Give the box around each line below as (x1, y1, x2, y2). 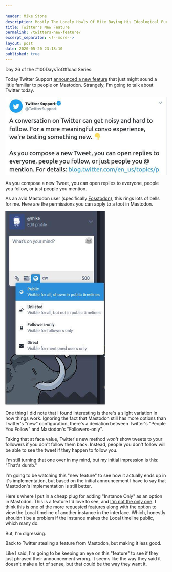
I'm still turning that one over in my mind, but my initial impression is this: (5, 457, 159, 463)
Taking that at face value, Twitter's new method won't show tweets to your (5, 436, 163, 442)
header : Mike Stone (5, 13, 47, 19)
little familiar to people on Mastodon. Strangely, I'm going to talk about (5, 81, 154, 88)
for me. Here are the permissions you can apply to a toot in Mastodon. (5, 200, 154, 207)
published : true (5, 51, 40, 56)
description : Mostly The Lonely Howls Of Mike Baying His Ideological (5, 19, 159, 24)
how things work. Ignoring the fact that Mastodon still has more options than (5, 415, 166, 421)
